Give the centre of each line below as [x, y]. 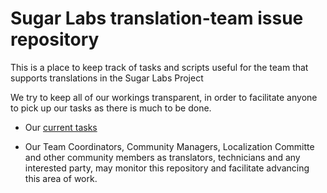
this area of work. [61, 178]
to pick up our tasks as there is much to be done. [111, 108]
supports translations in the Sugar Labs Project [107, 78]
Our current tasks [61, 127]
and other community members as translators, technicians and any [162, 157]
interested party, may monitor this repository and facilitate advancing [167, 168]
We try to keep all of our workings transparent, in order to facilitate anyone [164, 97]
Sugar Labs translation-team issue [157, 18]
